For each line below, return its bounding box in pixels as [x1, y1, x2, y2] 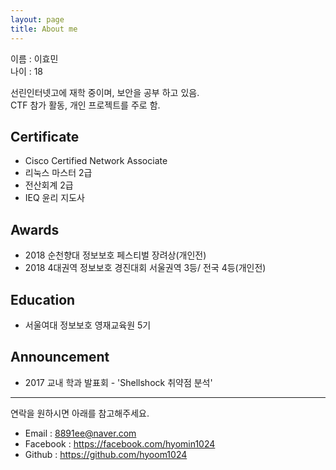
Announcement [10, 349, 110, 366]
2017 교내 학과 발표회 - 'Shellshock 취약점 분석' [24, 376, 213, 388]
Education [10, 291, 76, 308]
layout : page [10, 14, 65, 25]
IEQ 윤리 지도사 [24, 192, 85, 204]
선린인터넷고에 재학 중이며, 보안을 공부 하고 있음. [10, 86, 200, 98]
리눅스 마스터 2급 [24, 167, 93, 179]
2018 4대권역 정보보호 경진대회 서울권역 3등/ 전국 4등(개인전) [24, 262, 267, 274]
